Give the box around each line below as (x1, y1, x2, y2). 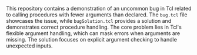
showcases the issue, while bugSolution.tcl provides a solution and (6, 18, 172, 24)
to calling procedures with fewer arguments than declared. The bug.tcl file (6, 11, 188, 18)
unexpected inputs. (6, 42, 53, 49)
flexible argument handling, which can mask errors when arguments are (6, 30, 181, 37)
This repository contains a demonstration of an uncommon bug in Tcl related (6, 5, 192, 12)
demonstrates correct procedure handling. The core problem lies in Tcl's (6, 23, 182, 30)
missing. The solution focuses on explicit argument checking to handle (6, 36, 178, 43)
